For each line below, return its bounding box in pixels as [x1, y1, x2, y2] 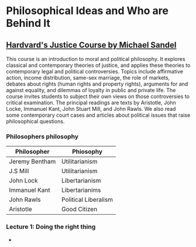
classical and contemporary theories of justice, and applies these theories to [6, 62, 191, 69]
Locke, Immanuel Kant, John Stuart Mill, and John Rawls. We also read [6, 106, 176, 112]
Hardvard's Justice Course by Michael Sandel [6, 40, 177, 50]
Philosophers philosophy [6, 132, 79, 140]
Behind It [6, 16, 51, 30]
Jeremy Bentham [9, 157, 56, 165]
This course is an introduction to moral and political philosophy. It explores [6, 56, 185, 62]
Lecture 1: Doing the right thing [6, 223, 96, 231]
